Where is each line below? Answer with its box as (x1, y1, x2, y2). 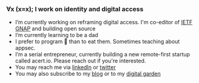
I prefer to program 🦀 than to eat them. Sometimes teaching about (15, 38, 180, 45)
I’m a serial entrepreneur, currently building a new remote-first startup (15, 51, 190, 58)
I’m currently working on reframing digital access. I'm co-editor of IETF (15, 19, 193, 26)
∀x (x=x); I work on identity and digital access (6, 5, 144, 13)
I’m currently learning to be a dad (15, 32, 98, 39)
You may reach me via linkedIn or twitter (15, 64, 116, 71)
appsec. (15, 44, 36, 51)
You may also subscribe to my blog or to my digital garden (15, 70, 161, 78)
